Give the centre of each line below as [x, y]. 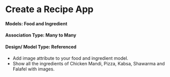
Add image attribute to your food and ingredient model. [70, 58]
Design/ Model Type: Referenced [41, 47]
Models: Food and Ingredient [36, 23]
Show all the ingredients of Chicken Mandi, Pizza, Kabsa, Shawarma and [89, 63]
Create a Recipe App [49, 9]
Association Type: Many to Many [41, 35]
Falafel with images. [34, 69]
